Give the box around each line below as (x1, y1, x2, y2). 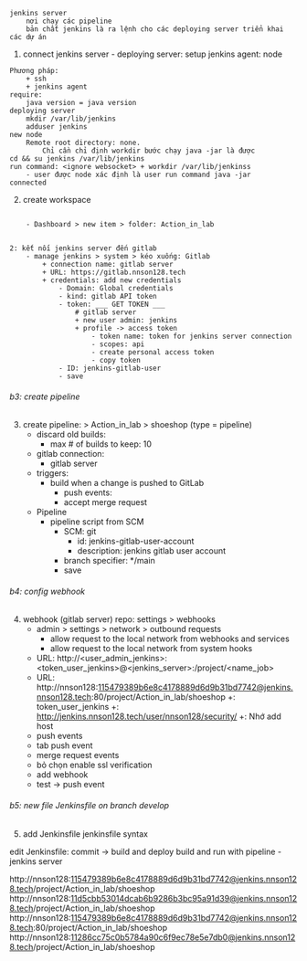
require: (9, 90, 43, 100)
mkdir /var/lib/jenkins (26, 114, 117, 123)
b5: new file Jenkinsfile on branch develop (9, 800, 170, 810)
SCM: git (63, 526, 97, 537)
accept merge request (63, 497, 148, 508)
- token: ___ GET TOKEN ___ (58, 300, 166, 309)
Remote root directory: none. (26, 138, 142, 147)
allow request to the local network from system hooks (49, 643, 253, 654)
